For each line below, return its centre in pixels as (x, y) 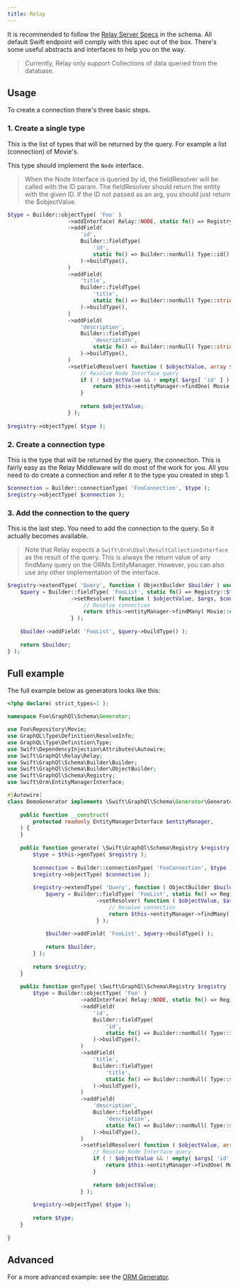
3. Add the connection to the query (68, 512)
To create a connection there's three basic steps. (79, 110)
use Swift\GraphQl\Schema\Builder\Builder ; (73, 762)
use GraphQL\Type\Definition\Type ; (60, 742)
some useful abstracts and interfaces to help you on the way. (97, 49)
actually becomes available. (48, 536)
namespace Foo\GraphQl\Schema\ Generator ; (69, 717)
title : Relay (27, 14)
